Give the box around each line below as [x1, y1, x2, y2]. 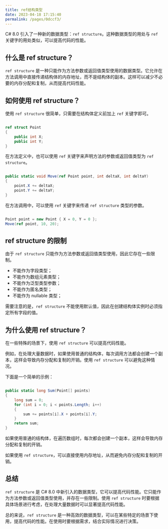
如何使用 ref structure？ [5, 96, 80, 105]
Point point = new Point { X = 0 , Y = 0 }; [5, 217, 97, 222]
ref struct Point [5, 125, 41, 130]
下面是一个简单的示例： [5, 374, 53, 380]
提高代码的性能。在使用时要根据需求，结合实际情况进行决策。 [13, 518, 141, 524]
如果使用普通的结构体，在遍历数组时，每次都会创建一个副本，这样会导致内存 [5, 435, 163, 441]
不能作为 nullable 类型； [12, 293, 62, 299]
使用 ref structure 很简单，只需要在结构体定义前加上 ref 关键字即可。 [5, 111, 151, 116]
